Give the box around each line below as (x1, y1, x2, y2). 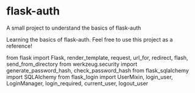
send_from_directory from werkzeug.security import (6, 60, 138, 68)
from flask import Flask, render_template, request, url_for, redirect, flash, (6, 54, 188, 61)
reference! (6, 42, 32, 50)
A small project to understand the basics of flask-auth (6, 24, 141, 31)
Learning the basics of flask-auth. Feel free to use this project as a (6, 36, 173, 43)
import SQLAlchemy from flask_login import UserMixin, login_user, (6, 73, 173, 80)
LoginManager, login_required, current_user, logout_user (6, 80, 148, 87)
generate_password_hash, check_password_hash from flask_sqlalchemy (6, 66, 189, 74)
